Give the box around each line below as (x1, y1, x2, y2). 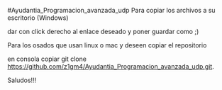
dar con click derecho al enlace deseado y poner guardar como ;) (7, 28, 199, 35)
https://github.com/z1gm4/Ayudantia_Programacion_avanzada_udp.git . (7, 62, 214, 70)
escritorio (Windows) (7, 13, 69, 22)
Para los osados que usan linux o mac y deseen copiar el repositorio (7, 41, 207, 49)
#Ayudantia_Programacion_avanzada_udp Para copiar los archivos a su (7, 6, 216, 14)
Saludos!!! (7, 76, 37, 84)
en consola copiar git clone (7, 55, 87, 63)
